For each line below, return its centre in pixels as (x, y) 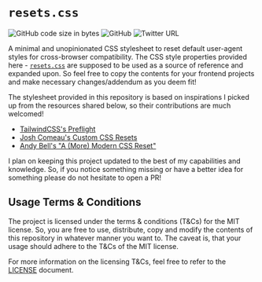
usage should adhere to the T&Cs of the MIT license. (93, 246)
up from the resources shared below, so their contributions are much (120, 105)
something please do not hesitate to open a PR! (85, 178)
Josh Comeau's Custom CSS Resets (78, 137)
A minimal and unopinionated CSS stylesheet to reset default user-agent (125, 48)
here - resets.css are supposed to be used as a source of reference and (126, 65)
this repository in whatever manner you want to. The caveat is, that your (125, 238)
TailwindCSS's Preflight (57, 129)
